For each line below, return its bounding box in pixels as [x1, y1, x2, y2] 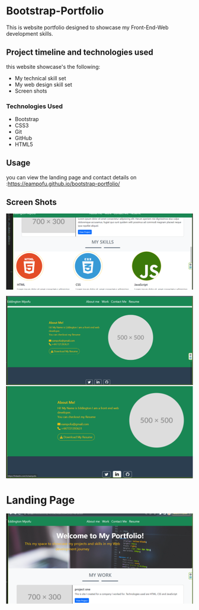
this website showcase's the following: [6, 63, 101, 70]
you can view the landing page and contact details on [6, 173, 137, 181]
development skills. [6, 30, 53, 37]
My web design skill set [14, 81, 72, 88]
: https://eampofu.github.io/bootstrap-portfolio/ [6, 180, 120, 187]
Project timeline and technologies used [6, 48, 153, 58]
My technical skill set [14, 74, 66, 81]
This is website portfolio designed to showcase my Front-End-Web [6, 24, 169, 31]
